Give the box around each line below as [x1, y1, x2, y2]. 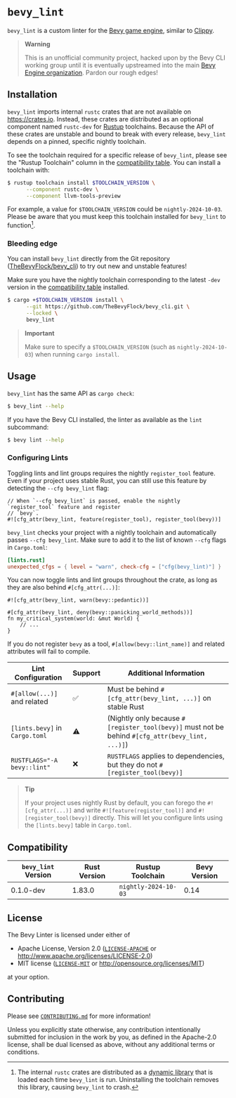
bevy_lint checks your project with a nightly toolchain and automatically [7, 528, 216, 536]
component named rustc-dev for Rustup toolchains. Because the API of [7, 122, 214, 131]
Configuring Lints [7, 453, 69, 463]
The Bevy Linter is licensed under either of [7, 931, 131, 939]
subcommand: [7, 423, 49, 431]
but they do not [107, 760, 158, 770]
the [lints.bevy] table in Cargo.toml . [24, 821, 132, 830]
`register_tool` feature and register [7, 503, 121, 510]
